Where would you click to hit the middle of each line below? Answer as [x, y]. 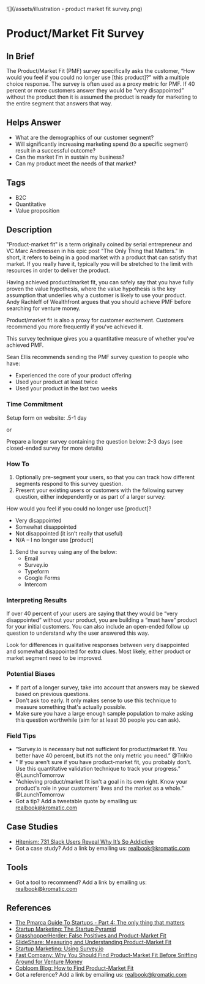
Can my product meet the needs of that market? [76, 163]
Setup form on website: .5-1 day [47, 418]
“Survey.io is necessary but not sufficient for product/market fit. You [101, 749]
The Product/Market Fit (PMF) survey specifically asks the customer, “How [101, 71]
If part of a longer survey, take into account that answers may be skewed [107, 687]
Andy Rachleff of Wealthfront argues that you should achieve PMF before [99, 302]
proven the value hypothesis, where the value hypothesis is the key [91, 289]
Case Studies [32, 827]
